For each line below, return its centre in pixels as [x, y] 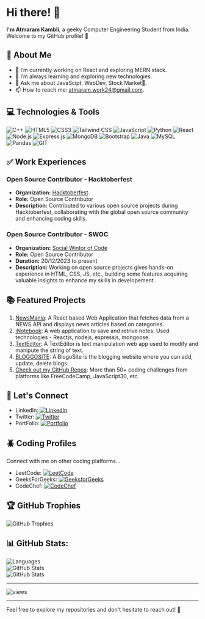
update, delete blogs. [42, 364]
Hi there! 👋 [34, 13]
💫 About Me [29, 55]
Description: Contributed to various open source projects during [96, 206]
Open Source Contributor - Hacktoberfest [69, 179]
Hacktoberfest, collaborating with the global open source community [102, 212]
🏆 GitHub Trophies [44, 506]
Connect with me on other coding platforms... [63, 461]
